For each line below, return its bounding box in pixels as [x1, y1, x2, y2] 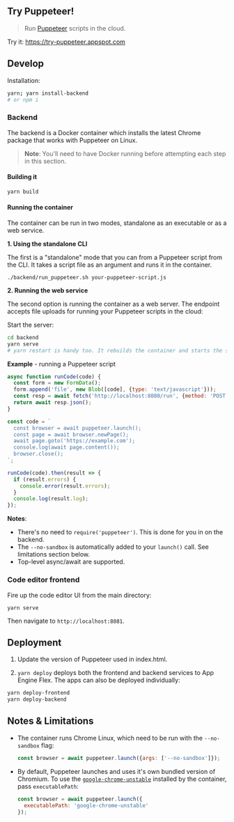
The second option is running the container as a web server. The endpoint [7, 300, 220, 308]
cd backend [7, 334, 39, 341]
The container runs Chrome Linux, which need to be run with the [17, 734, 203, 742]
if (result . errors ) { [13, 476, 77, 483]
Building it [7, 173, 37, 181]
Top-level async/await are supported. [17, 557, 125, 566]
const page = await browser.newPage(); [13, 431, 130, 438]
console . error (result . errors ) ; [19, 482, 111, 490]
